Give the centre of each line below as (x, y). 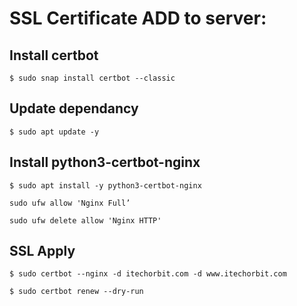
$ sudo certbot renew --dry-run (76, 292)
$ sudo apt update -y (54, 132)
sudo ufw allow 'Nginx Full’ (70, 203)
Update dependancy (74, 108)
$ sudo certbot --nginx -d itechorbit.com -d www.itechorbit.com (148, 274)
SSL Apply (42, 251)
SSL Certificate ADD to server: (138, 18)
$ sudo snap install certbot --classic (92, 78)
